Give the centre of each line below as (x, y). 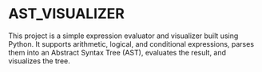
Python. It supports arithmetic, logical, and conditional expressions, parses (131, 44)
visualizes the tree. (39, 61)
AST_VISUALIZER (67, 14)
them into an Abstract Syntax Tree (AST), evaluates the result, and (117, 52)
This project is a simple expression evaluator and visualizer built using (123, 36)
